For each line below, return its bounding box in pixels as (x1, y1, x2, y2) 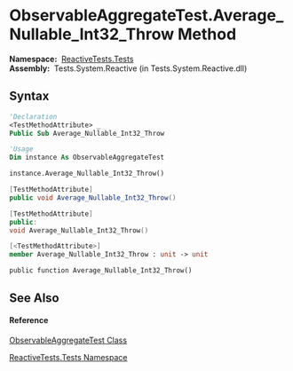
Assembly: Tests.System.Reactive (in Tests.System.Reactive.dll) (9, 63, 248, 74)
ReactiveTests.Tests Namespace (9, 351, 128, 362)
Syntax (9, 89, 50, 104)
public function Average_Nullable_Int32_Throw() (9, 266, 193, 275)
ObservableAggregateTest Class (9, 335, 127, 345)
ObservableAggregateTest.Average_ (9, 5, 284, 26)
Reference (9, 315, 49, 326)
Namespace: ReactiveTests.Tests (9, 53, 134, 64)
